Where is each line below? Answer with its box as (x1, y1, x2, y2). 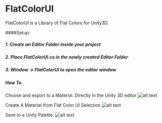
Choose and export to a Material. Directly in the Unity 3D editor (5, 92, 137, 99)
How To (5, 79, 22, 86)
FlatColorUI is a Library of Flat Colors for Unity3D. (5, 20, 109, 26)
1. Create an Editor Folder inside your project (5, 41, 101, 47)
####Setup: (5, 29, 30, 35)
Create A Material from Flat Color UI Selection (5, 102, 101, 108)
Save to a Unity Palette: (5, 112, 54, 118)
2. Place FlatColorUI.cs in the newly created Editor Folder (5, 54, 128, 60)
